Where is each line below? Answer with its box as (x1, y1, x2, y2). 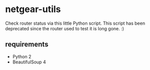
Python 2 (12, 53, 32, 59)
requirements (5, 40, 49, 49)
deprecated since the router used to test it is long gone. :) (5, 25, 124, 31)
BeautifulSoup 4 (12, 59, 46, 65)
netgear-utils (5, 4, 61, 15)
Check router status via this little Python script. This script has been (5, 20, 145, 26)
